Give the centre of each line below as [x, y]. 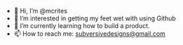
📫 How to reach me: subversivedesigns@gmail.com [90, 34]
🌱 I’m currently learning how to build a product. [82, 26]
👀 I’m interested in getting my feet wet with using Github [95, 18]
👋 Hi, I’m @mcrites [41, 11]
